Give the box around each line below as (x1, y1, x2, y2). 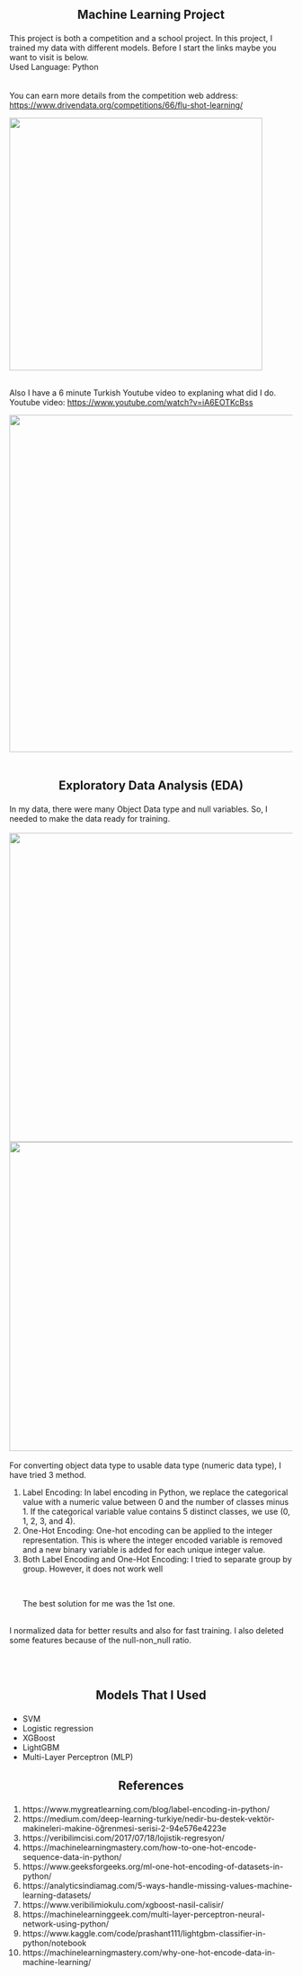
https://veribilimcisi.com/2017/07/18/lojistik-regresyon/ (22, 1832, 225, 1843)
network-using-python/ (22, 1918, 110, 1929)
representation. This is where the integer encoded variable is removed (22, 1535, 283, 1545)
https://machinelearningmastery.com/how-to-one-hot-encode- (22, 1842, 257, 1853)
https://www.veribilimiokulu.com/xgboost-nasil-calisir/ (22, 1899, 224, 1909)
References (118, 1777, 184, 1793)
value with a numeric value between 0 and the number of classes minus (22, 1496, 289, 1507)
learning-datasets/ (22, 1890, 92, 1900)
